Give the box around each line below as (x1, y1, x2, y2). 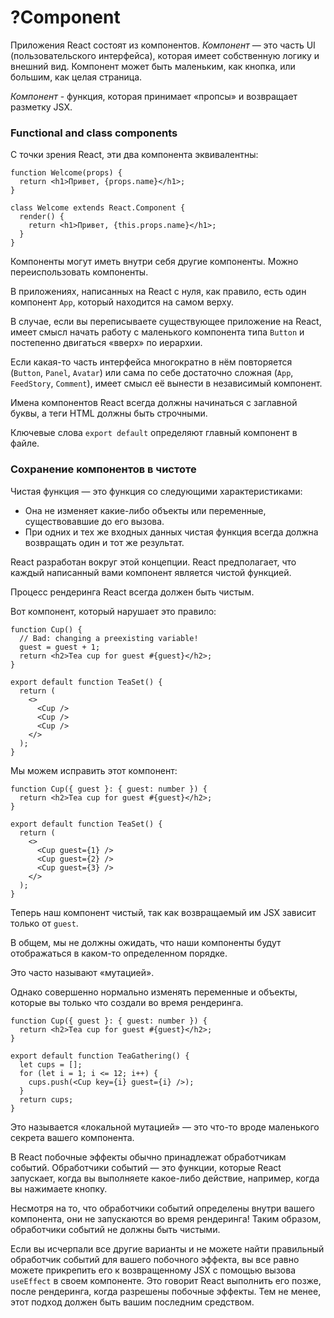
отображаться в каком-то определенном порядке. (10, 947, 228, 959)
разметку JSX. (10, 101, 73, 113)
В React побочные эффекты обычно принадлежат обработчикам (10, 1151, 287, 1163)
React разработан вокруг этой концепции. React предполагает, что (10, 556, 297, 568)
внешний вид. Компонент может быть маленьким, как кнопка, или (10, 60, 296, 72)
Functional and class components (10, 126, 178, 140)
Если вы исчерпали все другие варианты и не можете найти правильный (10, 1242, 325, 1255)
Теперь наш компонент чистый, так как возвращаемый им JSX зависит (10, 906, 317, 918)
